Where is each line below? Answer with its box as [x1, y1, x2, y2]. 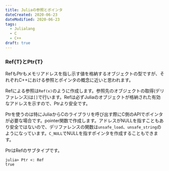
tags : [5, 21, 17, 27]
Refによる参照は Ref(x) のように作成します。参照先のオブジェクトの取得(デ [5, 88, 160, 94]
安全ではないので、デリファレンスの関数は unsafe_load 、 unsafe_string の [9, 124, 161, 130]
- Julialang [10, 26, 35, 31]
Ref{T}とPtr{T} [5, 58, 43, 65]
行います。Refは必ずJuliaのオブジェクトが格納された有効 [42, 94, 161, 100]
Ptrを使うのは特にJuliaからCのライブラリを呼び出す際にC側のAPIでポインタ [5, 111, 163, 117]
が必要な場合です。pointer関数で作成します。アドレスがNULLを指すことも [5, 118, 159, 124]
